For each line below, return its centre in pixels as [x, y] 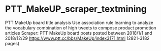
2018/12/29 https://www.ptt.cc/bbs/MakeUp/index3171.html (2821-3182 [78, 38]
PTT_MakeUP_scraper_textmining [76, 9]
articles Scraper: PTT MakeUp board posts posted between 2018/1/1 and [79, 33]
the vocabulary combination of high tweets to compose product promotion [81, 27]
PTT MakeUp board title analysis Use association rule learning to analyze [79, 23]
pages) [12, 43]
